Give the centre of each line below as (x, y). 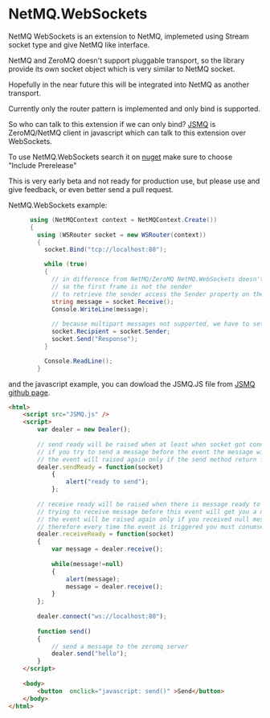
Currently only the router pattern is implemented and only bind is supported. (135, 109)
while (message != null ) (88, 564)
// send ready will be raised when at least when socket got (142, 444)
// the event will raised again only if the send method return (147, 459)
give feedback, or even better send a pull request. (91, 189)
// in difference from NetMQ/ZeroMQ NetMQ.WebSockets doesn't (157, 279)
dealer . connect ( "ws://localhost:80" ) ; (102, 617)
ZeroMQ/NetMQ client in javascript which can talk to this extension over (127, 133)
